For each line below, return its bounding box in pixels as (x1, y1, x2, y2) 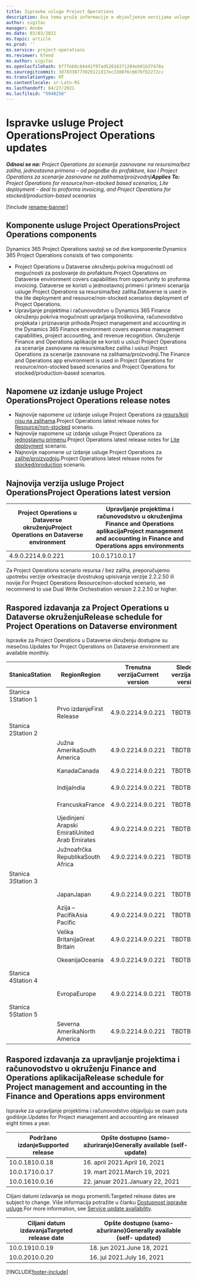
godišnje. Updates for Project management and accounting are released (6, 1113, 179, 1120)
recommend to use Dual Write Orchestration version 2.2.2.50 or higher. (6, 585, 178, 592)
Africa (56, 860, 74, 868)
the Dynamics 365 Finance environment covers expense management (14, 325, 184, 333)
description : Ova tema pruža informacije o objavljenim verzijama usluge (6, 14, 191, 20)
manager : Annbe (6, 25, 43, 31)
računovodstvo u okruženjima (97, 512, 183, 521)
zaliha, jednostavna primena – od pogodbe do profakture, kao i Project (6, 167, 178, 174)
